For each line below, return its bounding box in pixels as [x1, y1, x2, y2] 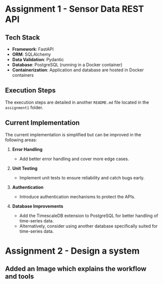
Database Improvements [12, 203, 63, 209]
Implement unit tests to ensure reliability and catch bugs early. [19, 175, 145, 180]
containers [12, 72, 34, 78]
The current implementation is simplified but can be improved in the [5, 131, 142, 137]
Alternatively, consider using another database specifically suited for [19, 223, 158, 229]
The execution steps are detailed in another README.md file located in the [5, 99, 149, 105]
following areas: [5, 137, 38, 143]
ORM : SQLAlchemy [12, 51, 51, 57]
